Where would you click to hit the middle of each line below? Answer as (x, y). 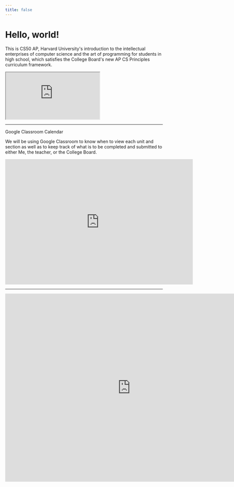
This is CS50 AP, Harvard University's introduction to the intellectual (75, 49)
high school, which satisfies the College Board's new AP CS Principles (77, 59)
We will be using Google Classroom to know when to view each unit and (79, 141)
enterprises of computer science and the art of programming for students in (83, 54)
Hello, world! (32, 34)
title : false (19, 10)
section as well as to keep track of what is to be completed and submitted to (84, 146)
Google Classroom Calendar (34, 131)
